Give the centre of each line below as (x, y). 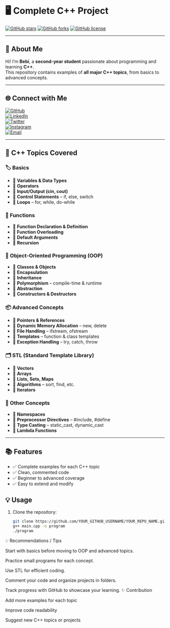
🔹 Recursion (26, 242)
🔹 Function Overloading (38, 232)
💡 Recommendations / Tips (33, 541)
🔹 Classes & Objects (34, 267)
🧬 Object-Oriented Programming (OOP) (54, 256)
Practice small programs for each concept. (50, 560)
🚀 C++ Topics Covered (41, 153)
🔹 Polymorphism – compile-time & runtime (57, 283)
